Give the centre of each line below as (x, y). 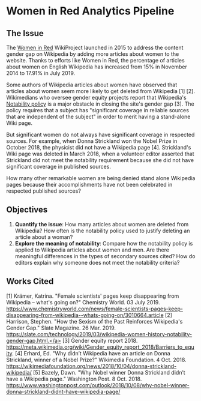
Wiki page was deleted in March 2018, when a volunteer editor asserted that (100, 154)
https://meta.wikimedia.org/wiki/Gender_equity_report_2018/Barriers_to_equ (100, 347)
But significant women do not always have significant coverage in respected (100, 134)
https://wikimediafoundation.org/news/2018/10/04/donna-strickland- (91, 366)
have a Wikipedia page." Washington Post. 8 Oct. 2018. (74, 379)
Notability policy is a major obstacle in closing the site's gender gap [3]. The (100, 104)
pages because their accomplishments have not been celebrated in (89, 185)
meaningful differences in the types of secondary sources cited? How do (105, 256)
